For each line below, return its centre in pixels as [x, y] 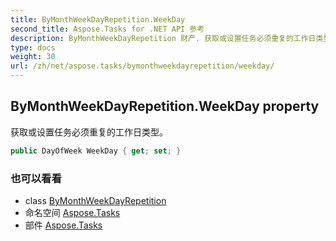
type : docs [33, 47]
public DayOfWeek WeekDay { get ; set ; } [96, 151]
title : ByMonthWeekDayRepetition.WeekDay [98, 19]
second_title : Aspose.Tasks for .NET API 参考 [107, 29]
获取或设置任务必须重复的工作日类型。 [89, 132]
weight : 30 [33, 57]
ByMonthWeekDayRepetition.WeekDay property [165, 106]
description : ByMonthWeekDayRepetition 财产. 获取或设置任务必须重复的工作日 [163, 38]
